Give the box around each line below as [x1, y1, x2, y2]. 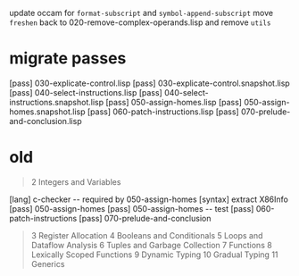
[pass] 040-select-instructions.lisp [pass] [9, 87, 162, 97]
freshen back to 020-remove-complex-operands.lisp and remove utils [9, 17, 271, 28]
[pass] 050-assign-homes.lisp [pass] [105, 96, 243, 107]
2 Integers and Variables [30, 176, 121, 187]
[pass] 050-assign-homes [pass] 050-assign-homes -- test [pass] [9, 203, 254, 213]
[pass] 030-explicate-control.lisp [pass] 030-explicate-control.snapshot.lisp [9, 78, 290, 88]
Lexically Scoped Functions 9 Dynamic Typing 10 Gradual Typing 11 [30, 249, 278, 260]
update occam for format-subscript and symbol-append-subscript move [9, 8, 274, 18]
